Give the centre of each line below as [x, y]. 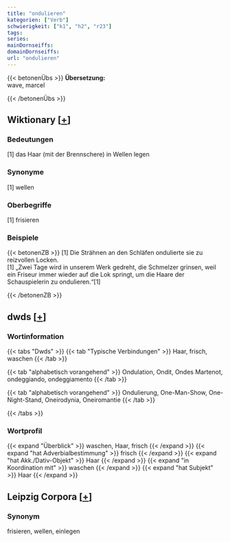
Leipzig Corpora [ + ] [50, 496]
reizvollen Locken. [33, 260]
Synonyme [26, 172]
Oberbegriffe [29, 205]
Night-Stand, [25, 400]
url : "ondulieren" [33, 58]
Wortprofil [25, 431]
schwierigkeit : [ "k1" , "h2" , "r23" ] [59, 26]
